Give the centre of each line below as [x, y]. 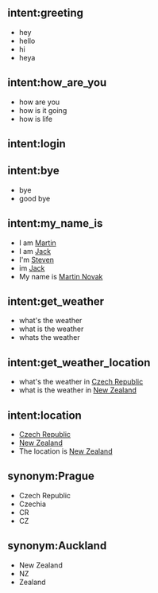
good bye [35, 198]
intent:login [37, 144]
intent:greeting [46, 13]
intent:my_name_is [55, 223]
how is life [36, 119]
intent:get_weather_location [79, 363]
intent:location [45, 415]
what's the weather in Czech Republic [81, 382]
